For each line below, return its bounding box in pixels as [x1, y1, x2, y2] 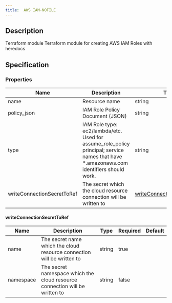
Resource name [82, 98, 120, 105]
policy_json [8, 109, 35, 117]
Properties [5, 75, 32, 83]
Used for [82, 134, 103, 141]
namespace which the [40, 270, 94, 277]
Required [118, 227, 141, 234]
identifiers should [82, 166, 124, 173]
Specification [5, 60, 49, 69]
